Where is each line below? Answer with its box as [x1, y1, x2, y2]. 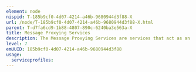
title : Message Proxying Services [6, 30, 91, 36]
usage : [6, 52, 22, 57]
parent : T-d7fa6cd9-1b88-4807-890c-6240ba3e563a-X [6, 24, 133, 31]
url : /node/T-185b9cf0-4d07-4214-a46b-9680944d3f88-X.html [6, 19, 154, 25]
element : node [6, 8, 41, 15]
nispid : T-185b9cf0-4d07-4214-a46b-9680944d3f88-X [6, 14, 133, 20]
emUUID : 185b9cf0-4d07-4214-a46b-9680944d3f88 [6, 46, 122, 52]
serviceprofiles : [11, 57, 54, 63]
